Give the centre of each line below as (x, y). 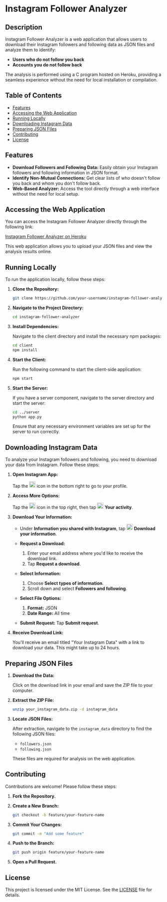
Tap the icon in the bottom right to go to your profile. (70, 486)
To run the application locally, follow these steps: (55, 279)
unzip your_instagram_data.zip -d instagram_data (65, 709)
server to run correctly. (36, 432)
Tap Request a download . (54, 564)
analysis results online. (29, 252)
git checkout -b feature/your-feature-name (58, 815)
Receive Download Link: (38, 633)
